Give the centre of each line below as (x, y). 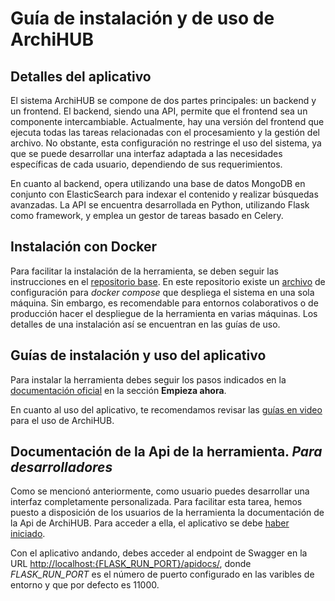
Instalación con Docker (84, 247)
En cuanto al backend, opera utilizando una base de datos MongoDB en (158, 183)
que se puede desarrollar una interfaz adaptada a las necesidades (146, 153)
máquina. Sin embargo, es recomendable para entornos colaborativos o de (164, 303)
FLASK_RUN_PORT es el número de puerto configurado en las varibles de (162, 574)
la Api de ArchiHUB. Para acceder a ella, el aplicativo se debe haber (150, 523)
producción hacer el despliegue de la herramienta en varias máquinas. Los (164, 313)
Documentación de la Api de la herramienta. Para (166, 452)
